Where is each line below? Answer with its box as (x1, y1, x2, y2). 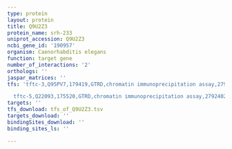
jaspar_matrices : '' (7, 74, 67, 81)
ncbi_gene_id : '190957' (7, 42, 76, 49)
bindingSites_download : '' (7, 119, 85, 126)
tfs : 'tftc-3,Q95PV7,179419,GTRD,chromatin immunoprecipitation (7, 81, 196, 88)
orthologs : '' (7, 68, 48, 74)
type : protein (7, 10, 48, 17)
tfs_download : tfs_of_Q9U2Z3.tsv (7, 106, 104, 113)
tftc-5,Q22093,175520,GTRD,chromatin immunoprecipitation (13, 93, 184, 100)
